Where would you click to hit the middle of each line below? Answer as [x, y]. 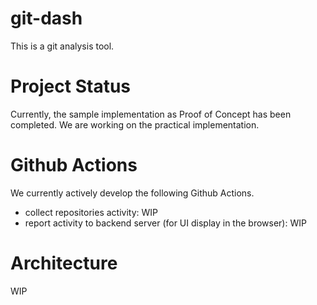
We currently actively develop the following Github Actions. [132, 193]
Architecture [64, 263]
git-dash [46, 18]
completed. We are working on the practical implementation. [135, 124]
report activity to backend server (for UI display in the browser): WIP [165, 223]
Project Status [71, 86]
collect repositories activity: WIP [91, 212]
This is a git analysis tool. [62, 46]
